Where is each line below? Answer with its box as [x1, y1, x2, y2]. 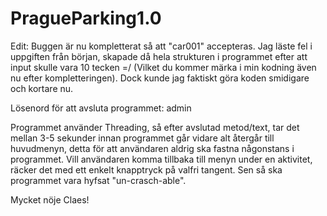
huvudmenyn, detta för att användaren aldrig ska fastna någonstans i [10, 142, 295, 154]
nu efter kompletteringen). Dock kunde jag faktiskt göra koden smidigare [10, 72, 310, 84]
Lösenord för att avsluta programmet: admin [10, 102, 192, 114]
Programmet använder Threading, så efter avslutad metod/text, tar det [10, 121, 300, 133]
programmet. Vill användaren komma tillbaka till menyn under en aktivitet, [10, 153, 313, 165]
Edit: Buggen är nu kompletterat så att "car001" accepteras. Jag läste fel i [10, 40, 313, 52]
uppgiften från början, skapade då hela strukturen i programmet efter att [10, 50, 308, 62]
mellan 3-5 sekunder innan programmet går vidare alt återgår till [10, 132, 275, 144]
